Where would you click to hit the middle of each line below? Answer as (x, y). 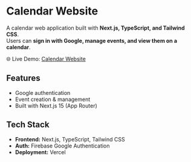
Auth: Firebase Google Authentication (62, 146)
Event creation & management (53, 99)
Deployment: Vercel (40, 152)
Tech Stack (28, 125)
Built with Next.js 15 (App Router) (56, 105)
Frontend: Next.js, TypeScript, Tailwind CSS (70, 139)
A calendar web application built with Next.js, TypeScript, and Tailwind (96, 28)
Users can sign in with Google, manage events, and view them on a (92, 40)
